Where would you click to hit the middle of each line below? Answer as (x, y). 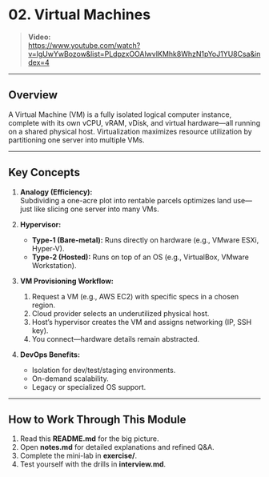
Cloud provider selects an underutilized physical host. (120, 313)
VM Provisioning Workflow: (66, 281)
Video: (39, 37)
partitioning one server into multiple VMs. (76, 140)
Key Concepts (44, 172)
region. (44, 305)
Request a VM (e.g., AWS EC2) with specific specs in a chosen (135, 296)
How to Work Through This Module (97, 419)
